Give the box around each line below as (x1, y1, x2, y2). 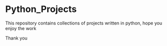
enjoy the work (5, 25, 37, 31)
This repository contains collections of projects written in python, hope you (5, 20, 162, 26)
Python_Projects (5, 3, 77, 15)
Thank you (5, 35, 28, 41)
